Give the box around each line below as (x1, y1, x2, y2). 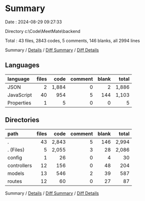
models (7, 170, 25, 177)
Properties (7, 99, 32, 106)
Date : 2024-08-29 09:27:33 (5, 19, 62, 25)
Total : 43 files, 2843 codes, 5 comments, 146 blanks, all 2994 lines (5, 37, 140, 44)
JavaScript (7, 92, 32, 98)
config (7, 154, 22, 161)
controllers (7, 162, 32, 169)
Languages (5, 61, 40, 69)
